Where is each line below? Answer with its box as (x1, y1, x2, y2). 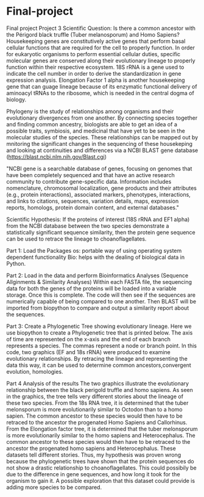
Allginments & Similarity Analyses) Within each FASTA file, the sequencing (6, 278, 192, 285)
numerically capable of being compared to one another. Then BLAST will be (6, 297, 197, 305)
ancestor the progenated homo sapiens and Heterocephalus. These (6, 444, 177, 452)
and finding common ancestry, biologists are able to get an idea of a (6, 120, 178, 128)
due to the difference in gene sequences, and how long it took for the (6, 470, 181, 477)
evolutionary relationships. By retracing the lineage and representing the (6, 355, 188, 362)
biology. (6, 96, 27, 103)
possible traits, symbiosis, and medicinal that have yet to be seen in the (6, 127, 186, 134)
